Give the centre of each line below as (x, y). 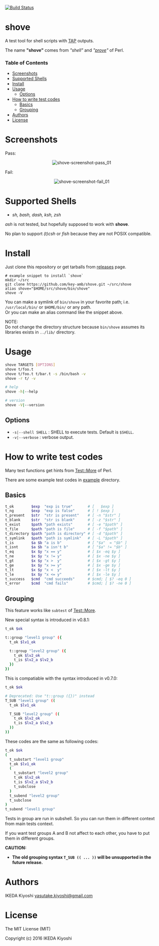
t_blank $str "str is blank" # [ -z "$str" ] (63, 520)
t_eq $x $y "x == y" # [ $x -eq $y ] (63, 552)
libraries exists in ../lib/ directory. (40, 332)
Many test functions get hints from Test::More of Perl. (59, 470)
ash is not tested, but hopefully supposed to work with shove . (67, 224)
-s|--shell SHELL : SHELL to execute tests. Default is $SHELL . (73, 432)
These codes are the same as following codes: (52, 741)
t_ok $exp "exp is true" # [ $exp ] (60, 506)
